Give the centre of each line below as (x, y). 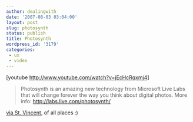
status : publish (26, 33)
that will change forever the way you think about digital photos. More (104, 95)
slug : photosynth (27, 28)
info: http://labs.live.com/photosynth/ (65, 101)
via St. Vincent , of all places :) (42, 113)
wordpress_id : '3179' (33, 45)
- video (18, 60)
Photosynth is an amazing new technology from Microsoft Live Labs (103, 89)
